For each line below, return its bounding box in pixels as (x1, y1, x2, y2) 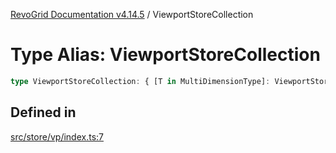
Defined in (10, 104, 77, 121)
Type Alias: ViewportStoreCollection (10, 44, 321, 66)
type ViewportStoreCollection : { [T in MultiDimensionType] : (10, 76, 271, 86)
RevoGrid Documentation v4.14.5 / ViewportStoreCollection (10, 9, 254, 20)
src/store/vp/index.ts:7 (10, 130, 104, 143)
